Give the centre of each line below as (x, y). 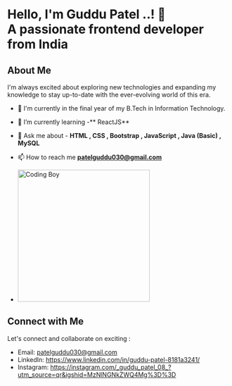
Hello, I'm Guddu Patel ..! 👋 (87, 14)
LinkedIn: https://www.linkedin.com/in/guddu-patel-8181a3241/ (109, 359)
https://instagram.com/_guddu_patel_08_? (111, 367)
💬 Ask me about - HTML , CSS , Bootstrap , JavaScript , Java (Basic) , (119, 136)
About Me (29, 70)
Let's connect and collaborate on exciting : (69, 338)
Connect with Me (46, 322)
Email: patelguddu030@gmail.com (67, 352)
